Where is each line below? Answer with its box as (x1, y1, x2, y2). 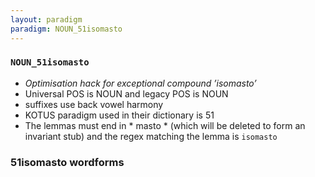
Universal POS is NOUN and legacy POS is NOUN (24, 87, 229, 100)
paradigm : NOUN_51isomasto (10, 24, 123, 34)
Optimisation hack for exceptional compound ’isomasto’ (24, 77, 257, 89)
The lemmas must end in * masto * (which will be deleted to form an (24, 119, 306, 131)
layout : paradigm (10, 14, 83, 25)
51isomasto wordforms (10, 155, 125, 169)
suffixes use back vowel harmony (24, 98, 164, 110)
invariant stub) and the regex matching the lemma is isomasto (24, 130, 278, 142)
